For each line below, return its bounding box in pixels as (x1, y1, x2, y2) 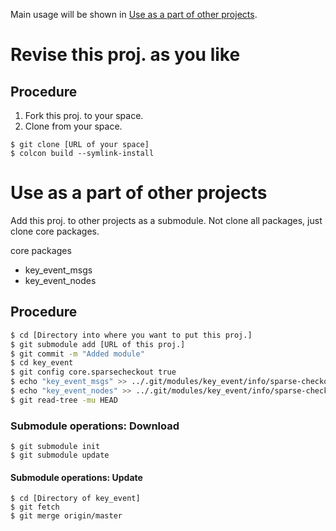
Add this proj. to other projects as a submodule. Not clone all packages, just (10, 214, 323, 226)
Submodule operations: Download (10, 419, 180, 433)
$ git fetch (10, 502, 60, 513)
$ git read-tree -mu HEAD (10, 395, 118, 405)
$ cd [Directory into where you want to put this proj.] (10, 330, 253, 340)
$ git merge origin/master (10, 511, 123, 521)
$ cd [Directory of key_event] (10, 494, 141, 504)
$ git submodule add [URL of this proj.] (10, 339, 186, 349)
